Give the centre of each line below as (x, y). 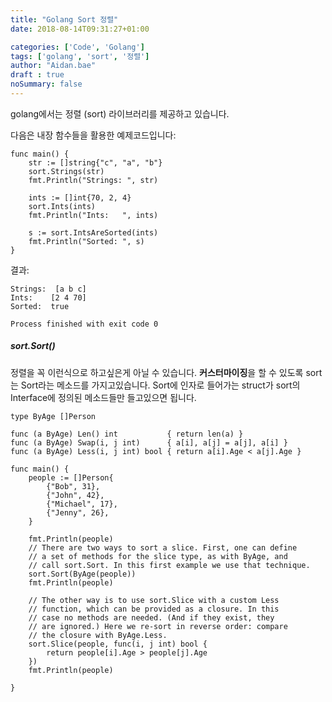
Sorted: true (40, 306)
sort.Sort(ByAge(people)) (82, 574)
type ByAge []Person (53, 416)
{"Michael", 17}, (82, 504)
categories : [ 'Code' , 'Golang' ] (77, 47)
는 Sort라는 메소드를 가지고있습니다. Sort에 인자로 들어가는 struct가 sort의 (155, 385)
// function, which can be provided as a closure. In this (154, 609)
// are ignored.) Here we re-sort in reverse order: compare (158, 626)
